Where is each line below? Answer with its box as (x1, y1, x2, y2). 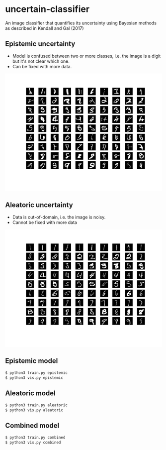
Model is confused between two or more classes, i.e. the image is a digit (12, 53, 161, 59)
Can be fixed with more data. (12, 63, 72, 69)
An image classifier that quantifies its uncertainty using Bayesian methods (5, 20, 157, 26)
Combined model (5, 421, 60, 430)
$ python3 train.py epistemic (5, 370, 68, 375)
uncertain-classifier (5, 3, 90, 15)
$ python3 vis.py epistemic (5, 375, 64, 380)
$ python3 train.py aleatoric (5, 403, 68, 408)
